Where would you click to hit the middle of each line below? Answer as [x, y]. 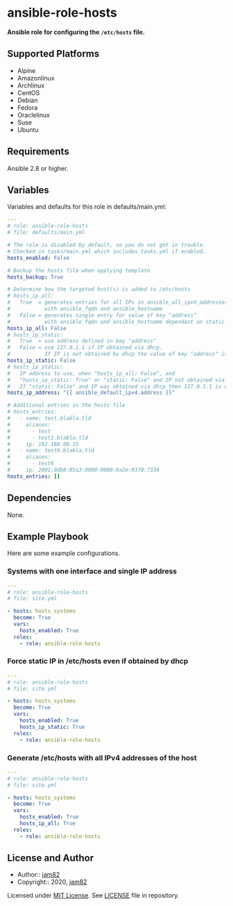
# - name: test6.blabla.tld [51, 451]
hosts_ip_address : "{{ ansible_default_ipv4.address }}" [91, 393]
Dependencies [39, 498]
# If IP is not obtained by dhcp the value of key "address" [113, 354]
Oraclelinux [34, 115]
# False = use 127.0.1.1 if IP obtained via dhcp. [85, 348]
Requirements [38, 152]
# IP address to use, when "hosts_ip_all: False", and [91, 373]
